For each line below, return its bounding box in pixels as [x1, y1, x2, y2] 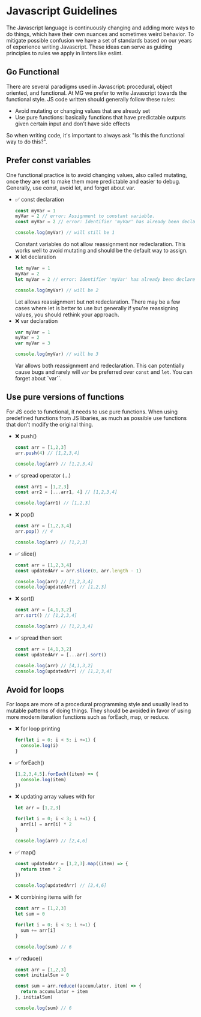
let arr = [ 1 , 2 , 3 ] [14, 805, 61, 811]
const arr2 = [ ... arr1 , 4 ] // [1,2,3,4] [14, 489, 118, 496]
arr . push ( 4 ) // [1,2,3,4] [14, 450, 80, 456]
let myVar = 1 [14, 265, 50, 271]
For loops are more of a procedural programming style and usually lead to [6, 701, 189, 708]
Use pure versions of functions [6, 392, 125, 403]
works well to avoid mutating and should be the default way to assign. [14, 247, 188, 254]
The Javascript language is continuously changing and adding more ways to [6, 24, 195, 31]
